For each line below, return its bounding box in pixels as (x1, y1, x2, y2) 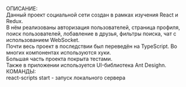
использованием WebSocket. (6, 37, 80, 43)
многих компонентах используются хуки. (6, 49, 111, 56)
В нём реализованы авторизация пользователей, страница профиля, (6, 24, 180, 31)
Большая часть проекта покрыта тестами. (6, 56, 113, 62)
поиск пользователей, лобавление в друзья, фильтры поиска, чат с (6, 30, 177, 37)
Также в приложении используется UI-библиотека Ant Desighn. (6, 62, 167, 69)
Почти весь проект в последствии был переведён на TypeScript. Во (6, 43, 177, 50)
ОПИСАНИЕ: (6, 5, 38, 12)
